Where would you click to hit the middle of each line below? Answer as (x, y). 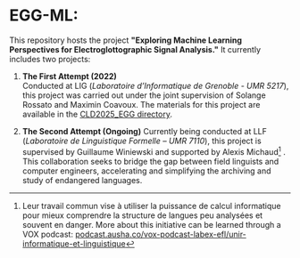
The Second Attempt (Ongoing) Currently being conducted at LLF (145, 131)
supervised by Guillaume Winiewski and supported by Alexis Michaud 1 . (154, 150)
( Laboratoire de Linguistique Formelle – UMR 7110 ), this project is (142, 141)
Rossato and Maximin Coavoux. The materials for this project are (141, 104)
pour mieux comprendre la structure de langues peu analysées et (142, 215)
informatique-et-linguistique (74, 243)
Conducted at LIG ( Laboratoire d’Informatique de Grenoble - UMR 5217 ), (155, 85)
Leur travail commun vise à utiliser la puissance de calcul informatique (151, 206)
